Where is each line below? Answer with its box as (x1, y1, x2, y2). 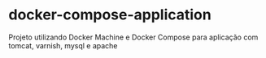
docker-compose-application (8, 6, 211, 24)
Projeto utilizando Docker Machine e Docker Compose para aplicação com (8, 32, 259, 42)
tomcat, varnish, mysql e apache (8, 40, 118, 50)
